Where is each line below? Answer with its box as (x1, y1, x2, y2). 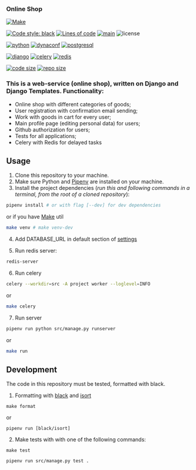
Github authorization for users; (14, 126, 91, 133)
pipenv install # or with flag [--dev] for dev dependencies (6, 202, 161, 208)
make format (6, 404, 36, 410)
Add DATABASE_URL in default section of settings (14, 235, 138, 243)
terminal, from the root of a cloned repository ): (14, 191, 130, 198)
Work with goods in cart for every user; (14, 113, 111, 121)
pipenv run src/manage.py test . (6, 458, 89, 464)
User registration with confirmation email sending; (14, 107, 138, 114)
